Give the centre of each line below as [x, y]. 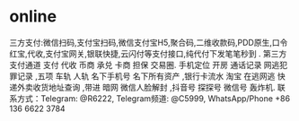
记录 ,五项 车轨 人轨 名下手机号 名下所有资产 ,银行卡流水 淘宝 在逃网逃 [146, 76]
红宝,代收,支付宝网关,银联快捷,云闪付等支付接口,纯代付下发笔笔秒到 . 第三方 [148, 53]
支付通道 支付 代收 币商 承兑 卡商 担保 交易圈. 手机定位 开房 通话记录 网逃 [145, 65]
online [33, 17]
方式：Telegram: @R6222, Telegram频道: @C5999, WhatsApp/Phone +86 [153, 98]
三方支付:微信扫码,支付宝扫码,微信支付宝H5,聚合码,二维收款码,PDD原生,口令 [149, 42]
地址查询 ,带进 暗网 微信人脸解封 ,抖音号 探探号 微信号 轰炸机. [162, 87]
